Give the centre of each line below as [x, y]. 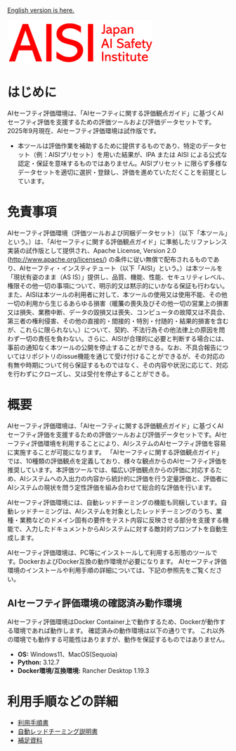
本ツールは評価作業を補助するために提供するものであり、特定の [110, 145]
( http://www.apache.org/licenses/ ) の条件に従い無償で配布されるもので [110, 259]
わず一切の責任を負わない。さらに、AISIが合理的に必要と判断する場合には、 [118, 338]
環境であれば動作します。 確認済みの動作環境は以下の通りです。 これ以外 [119, 631]
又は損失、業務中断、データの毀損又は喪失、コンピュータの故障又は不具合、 [118, 312]
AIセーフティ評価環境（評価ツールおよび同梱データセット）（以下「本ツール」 [118, 232]
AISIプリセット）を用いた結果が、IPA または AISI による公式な [138, 154]
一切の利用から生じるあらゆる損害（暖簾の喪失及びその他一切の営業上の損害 [118, 303]
